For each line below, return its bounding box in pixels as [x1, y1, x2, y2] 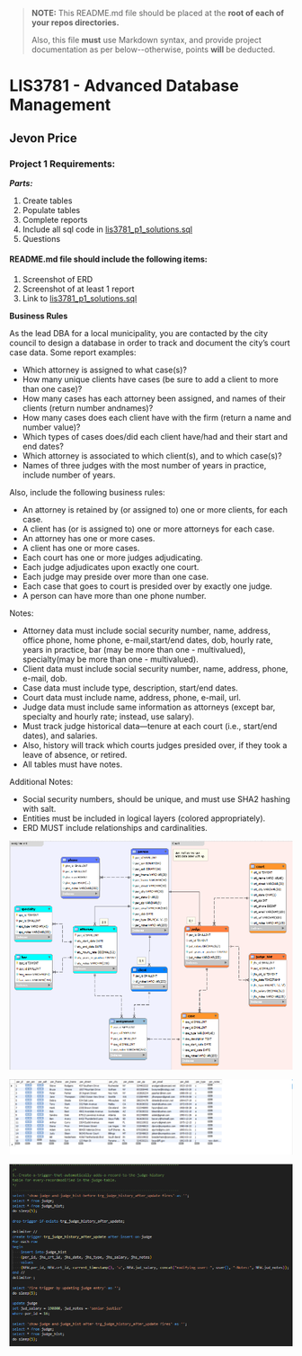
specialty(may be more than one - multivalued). [22, 654, 200, 665]
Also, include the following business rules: [9, 487, 165, 498]
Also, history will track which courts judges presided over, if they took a [22, 740, 288, 751]
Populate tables [22, 204, 81, 215]
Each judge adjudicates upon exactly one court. [22, 562, 200, 573]
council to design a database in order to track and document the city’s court [9, 337, 290, 349]
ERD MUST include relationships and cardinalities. [22, 823, 209, 834]
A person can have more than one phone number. [22, 591, 207, 602]
